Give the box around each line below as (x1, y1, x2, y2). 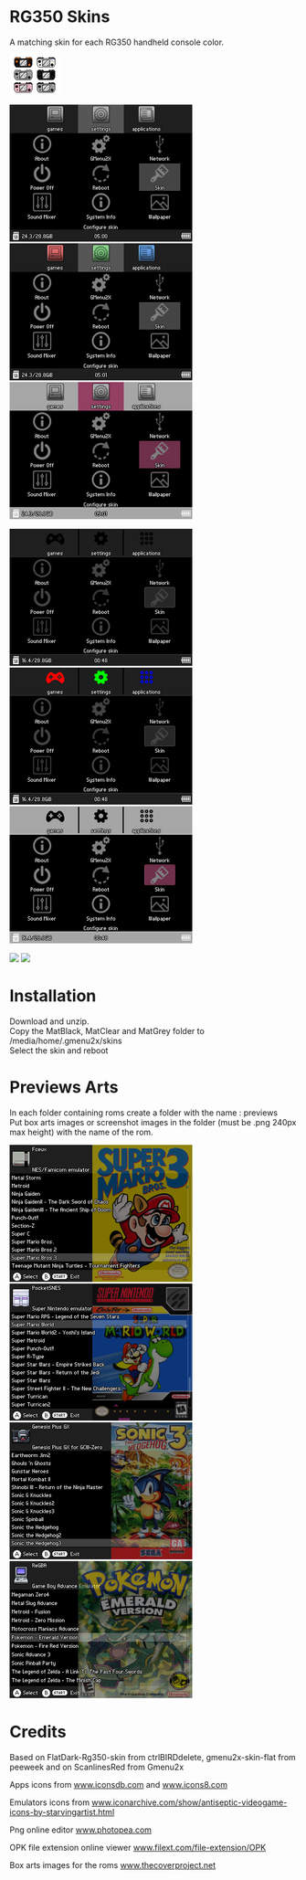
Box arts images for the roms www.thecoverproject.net (9, 1859, 216, 1870)
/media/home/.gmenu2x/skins (9, 1035, 122, 1046)
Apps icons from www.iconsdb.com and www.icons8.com (9, 1779, 228, 1790)
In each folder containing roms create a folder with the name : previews (9, 1107, 279, 1118)
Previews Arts (9, 1077, 119, 1098)
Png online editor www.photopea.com (9, 1824, 153, 1835)
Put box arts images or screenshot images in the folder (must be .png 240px (9, 1116, 297, 1127)
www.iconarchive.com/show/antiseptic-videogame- (90, 1797, 288, 1808)
